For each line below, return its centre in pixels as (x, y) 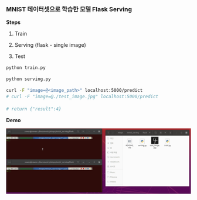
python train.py (26, 68)
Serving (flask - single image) (50, 45)
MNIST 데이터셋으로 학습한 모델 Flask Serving (69, 9)
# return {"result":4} (34, 109)
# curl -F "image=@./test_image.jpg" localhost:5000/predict (82, 96)
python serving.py (28, 79)
